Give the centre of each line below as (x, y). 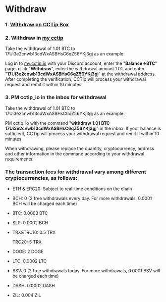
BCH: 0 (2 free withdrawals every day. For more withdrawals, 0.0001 (82, 198)
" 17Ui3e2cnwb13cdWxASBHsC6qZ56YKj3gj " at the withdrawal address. (81, 74)
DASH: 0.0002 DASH (34, 285)
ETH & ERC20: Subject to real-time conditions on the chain (72, 189)
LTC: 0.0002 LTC (29, 261)
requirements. (19, 159)
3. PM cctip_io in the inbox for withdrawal (56, 98)
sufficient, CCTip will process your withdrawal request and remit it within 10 (82, 133)
